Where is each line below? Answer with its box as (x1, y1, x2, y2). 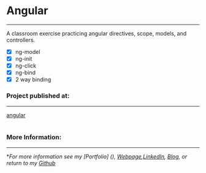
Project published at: (6, 91, 70, 100)
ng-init (15, 55, 32, 62)
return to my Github (6, 159, 56, 166)
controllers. (6, 36, 36, 44)
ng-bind (15, 69, 36, 77)
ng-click (15, 62, 37, 69)
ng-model (15, 48, 40, 55)
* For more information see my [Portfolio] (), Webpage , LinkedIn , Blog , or (6, 153, 188, 160)
